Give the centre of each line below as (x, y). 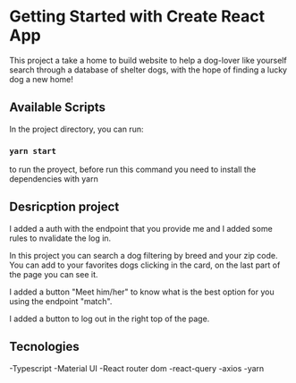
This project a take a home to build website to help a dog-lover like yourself (148, 60)
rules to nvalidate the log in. (60, 238)
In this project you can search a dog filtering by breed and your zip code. (144, 255)
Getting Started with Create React (137, 17)
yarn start (33, 151)
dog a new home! (41, 79)
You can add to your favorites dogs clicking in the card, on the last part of (145, 265)
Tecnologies (44, 347)
